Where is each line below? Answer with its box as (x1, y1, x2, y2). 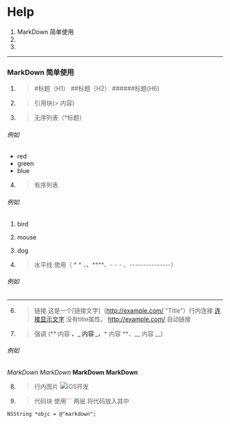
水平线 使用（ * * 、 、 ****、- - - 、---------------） (34, 260, 177, 268)
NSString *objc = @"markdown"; (7, 411, 97, 418)
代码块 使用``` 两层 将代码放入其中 (34, 397, 129, 405)
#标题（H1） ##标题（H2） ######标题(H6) (34, 84, 159, 93)
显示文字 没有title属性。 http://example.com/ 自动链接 (40, 315, 192, 323)
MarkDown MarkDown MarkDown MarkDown (7, 368, 138, 377)
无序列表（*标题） (34, 114, 86, 122)
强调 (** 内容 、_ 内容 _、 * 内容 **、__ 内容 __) (34, 329, 163, 338)
